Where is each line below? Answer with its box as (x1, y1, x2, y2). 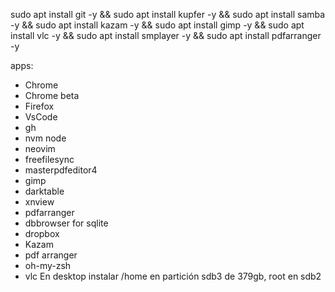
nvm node (24, 132, 67, 144)
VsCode (24, 111, 58, 123)
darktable (24, 185, 65, 197)
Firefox (24, 100, 55, 112)
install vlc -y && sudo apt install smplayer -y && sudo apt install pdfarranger (10, 30, 322, 41)
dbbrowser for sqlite (24, 217, 109, 229)
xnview (24, 196, 55, 208)
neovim (24, 143, 56, 154)
